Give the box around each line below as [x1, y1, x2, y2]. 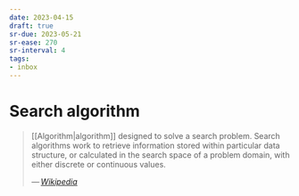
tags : [9, 54, 29, 63]
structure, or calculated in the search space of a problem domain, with [30, 149, 290, 160]
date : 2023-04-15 [9, 12, 74, 22]
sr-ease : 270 [9, 37, 58, 47]
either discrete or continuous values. [30, 159, 167, 169]
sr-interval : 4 [9, 46, 66, 55]
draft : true [9, 21, 54, 30]
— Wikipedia [30, 176, 78, 187]
